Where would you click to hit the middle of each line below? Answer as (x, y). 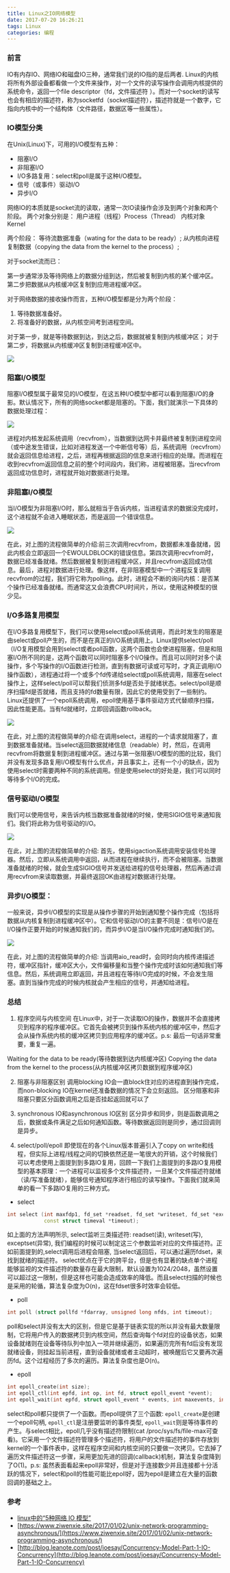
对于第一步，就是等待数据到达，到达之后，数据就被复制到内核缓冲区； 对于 (113, 336)
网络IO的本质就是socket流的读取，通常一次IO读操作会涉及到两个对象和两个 (113, 207)
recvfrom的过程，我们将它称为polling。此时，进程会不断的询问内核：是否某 (113, 579)
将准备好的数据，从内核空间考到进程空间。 (77, 322)
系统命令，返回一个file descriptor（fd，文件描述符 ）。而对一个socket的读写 (113, 91)
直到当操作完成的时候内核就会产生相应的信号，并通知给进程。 (106, 982)
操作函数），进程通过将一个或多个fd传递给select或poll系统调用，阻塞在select (115, 674)
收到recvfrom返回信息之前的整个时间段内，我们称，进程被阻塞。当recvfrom (114, 464)
